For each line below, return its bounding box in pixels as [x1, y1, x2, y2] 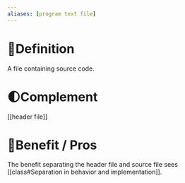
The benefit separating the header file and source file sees [7, 160, 179, 169]
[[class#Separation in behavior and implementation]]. [7, 167, 162, 177]
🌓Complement [7, 89, 98, 105]
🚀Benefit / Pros [7, 137, 97, 153]
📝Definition [7, 40, 75, 57]
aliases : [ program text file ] [7, 10, 97, 18]
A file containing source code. [7, 64, 95, 73]
